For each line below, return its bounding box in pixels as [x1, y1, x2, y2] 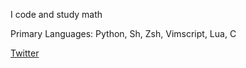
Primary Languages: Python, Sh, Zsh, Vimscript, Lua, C [10, 28, 237, 39]
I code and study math [10, 9, 103, 20]
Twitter [10, 47, 40, 59]
